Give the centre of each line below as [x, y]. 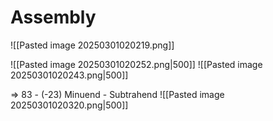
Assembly [53, 17]
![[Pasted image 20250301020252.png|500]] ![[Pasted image [136, 64]
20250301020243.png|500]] [69, 75]
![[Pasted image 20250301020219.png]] [92, 45]
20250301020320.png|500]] [69, 105]
